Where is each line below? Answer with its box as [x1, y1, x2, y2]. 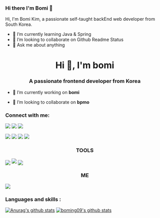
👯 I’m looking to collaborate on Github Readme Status [12, 36, 124, 42]
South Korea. [5, 21, 32, 27]
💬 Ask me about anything [12, 42, 65, 48]
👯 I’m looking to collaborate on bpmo [12, 99, 90, 105]
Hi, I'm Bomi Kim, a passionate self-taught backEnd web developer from [5, 16, 155, 22]
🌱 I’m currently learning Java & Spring [12, 31, 92, 37]
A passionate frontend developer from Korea [29, 78, 141, 85]
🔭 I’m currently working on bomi [12, 89, 80, 95]
